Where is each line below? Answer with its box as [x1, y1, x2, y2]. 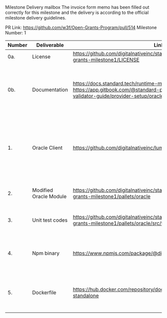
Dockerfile [32, 289, 57, 296]
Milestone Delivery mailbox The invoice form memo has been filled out [5, 4, 150, 10]
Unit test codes [32, 217, 68, 224]
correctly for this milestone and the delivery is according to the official [5, 9, 149, 15]
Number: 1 [5, 30, 26, 35]
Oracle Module [32, 193, 67, 200]
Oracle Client [32, 144, 63, 151]
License [32, 53, 51, 60]
